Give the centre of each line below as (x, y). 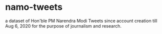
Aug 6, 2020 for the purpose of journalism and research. (63, 26)
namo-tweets (34, 7)
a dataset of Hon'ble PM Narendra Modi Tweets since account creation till (81, 21)
